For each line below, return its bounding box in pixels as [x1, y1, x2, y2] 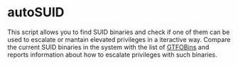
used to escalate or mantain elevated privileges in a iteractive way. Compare [7, 35, 231, 43]
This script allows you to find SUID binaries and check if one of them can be [7, 28, 230, 36]
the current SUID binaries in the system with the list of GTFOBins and [7, 43, 210, 51]
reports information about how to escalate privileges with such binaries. [7, 50, 218, 59]
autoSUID [7, 4, 65, 21]
